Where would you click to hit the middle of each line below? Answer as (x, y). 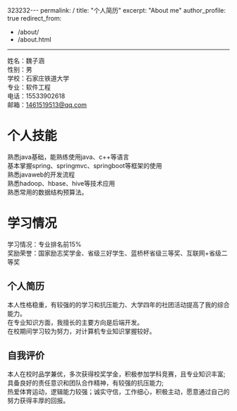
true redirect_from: (35, 18)
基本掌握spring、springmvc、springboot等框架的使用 (85, 165)
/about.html (34, 40)
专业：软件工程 (29, 87)
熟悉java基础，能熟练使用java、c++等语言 (68, 157)
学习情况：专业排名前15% (44, 244)
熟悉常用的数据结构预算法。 (48, 192)
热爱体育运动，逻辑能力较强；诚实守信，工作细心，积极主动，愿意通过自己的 (119, 391)
